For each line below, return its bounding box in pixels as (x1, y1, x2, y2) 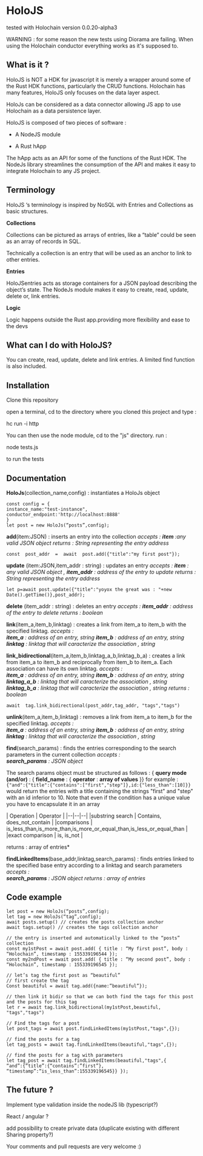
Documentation (6, 473, 67, 483)
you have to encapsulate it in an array (6, 800, 100, 807)
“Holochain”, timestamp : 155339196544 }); (6, 951, 118, 957)
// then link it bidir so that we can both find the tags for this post (6, 993, 194, 1000)
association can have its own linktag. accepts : (6, 665, 123, 672)
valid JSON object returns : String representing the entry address (6, 539, 169, 547)
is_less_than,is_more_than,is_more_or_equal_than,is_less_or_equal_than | (6, 825, 188, 832)
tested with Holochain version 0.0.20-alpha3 (6, 24, 118, 31)
